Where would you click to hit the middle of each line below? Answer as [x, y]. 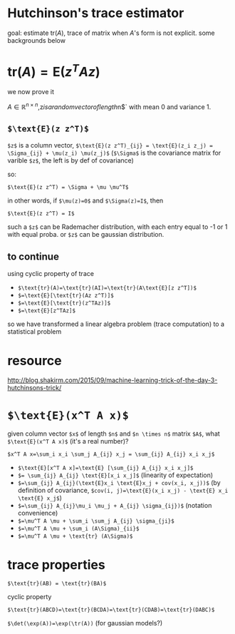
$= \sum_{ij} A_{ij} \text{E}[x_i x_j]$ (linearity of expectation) [115, 475]
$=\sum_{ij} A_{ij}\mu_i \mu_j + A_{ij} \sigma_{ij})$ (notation [115, 506]
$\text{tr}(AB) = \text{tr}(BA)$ [57, 584]
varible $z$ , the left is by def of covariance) [70, 160]
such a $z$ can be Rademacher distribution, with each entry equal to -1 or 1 [117, 227]
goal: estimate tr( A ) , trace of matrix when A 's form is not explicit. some [111, 33]
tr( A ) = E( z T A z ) [54, 71]
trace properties [56, 564]
